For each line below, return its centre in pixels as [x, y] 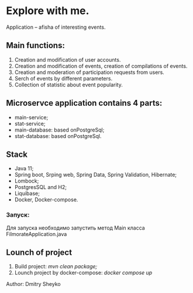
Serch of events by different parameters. [63, 78]
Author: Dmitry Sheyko [33, 284]
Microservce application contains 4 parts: [84, 103]
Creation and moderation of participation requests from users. [89, 72]
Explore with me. [48, 11]
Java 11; [24, 169]
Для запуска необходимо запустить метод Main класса [75, 228]
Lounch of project [39, 253]
